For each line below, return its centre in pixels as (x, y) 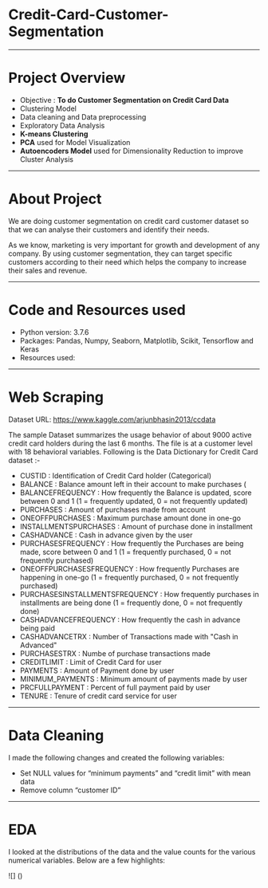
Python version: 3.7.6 (54, 332)
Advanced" (38, 645)
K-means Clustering (54, 134)
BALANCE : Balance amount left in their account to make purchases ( (133, 484)
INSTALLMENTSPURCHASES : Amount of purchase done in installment (136, 526)
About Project (55, 199)
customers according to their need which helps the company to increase (128, 261)
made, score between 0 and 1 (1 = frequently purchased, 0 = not (125, 552)
